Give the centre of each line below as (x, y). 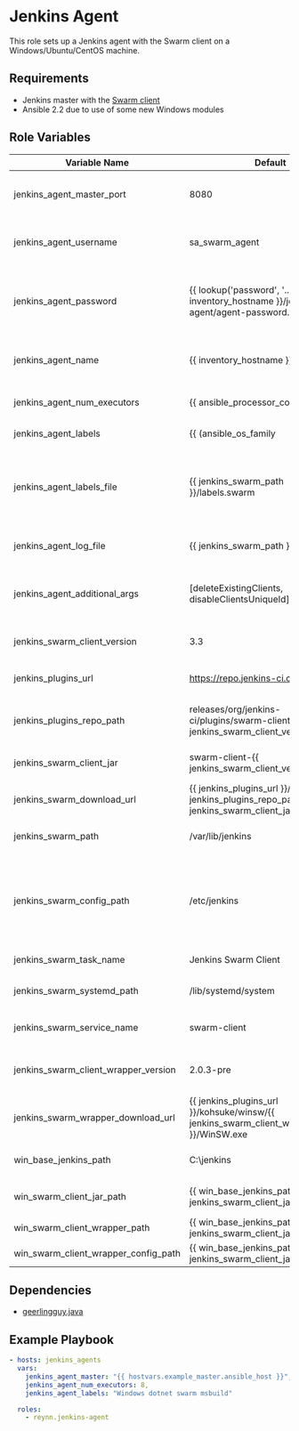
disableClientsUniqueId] (239, 599)
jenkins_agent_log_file (60, 546)
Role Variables (50, 137)
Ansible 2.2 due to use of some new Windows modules (123, 109)
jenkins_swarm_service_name (76, 1027)
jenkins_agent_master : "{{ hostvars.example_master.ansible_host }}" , (159, 1377)
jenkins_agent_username (65, 242)
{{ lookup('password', (234, 289)
